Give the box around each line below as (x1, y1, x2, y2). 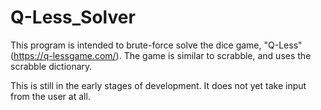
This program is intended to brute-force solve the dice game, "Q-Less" (10, 39, 303, 51)
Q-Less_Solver (10, 6, 136, 29)
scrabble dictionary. (10, 60, 93, 72)
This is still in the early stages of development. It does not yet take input (10, 79, 307, 91)
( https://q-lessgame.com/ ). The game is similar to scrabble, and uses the (10, 49, 312, 61)
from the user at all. (10, 90, 91, 102)
